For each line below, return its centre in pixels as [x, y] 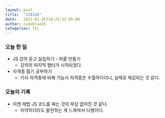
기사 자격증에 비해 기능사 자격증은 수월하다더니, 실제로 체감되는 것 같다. [90, 78]
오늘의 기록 [18, 92]
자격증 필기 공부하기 [32, 71]
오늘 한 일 [16, 47]
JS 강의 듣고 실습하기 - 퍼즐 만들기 [46, 59]
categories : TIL [22, 29]
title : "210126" [23, 15]
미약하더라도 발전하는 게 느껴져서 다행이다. [62, 110]
